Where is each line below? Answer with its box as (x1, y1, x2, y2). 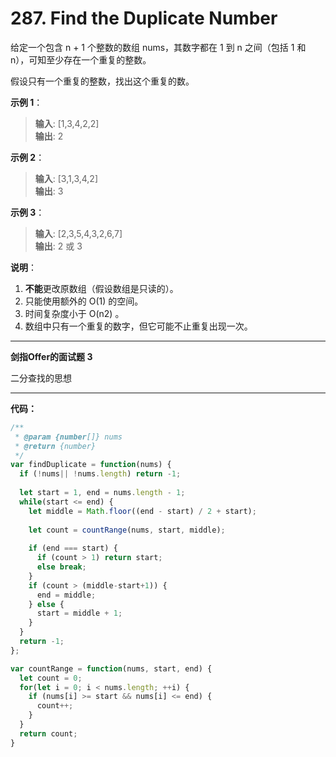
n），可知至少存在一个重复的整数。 (10, 53, 152, 66)
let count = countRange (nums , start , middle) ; (28, 525, 226, 535)
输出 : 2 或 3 (34, 240, 83, 252)
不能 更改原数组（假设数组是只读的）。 (24, 282, 179, 294)
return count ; (19, 728, 78, 739)
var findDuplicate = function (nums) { (10, 460, 172, 470)
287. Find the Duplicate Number (10, 7, 278, 30)
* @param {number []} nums (14, 432, 123, 442)
